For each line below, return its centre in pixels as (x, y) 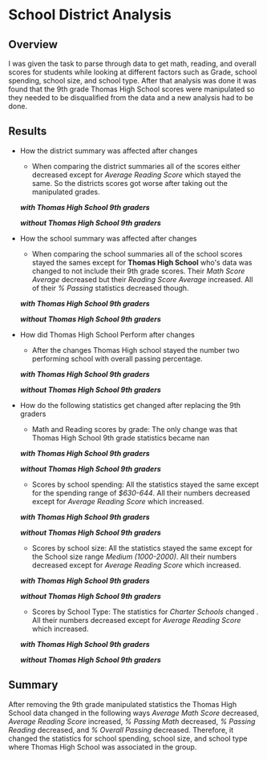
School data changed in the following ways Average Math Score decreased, (133, 713)
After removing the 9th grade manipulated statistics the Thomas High (123, 704)
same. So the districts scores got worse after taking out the (130, 183)
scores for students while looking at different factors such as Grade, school (133, 72)
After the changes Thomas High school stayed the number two (136, 350)
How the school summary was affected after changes (108, 238)
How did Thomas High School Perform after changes (107, 334)
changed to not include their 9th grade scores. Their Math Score (138, 271)
